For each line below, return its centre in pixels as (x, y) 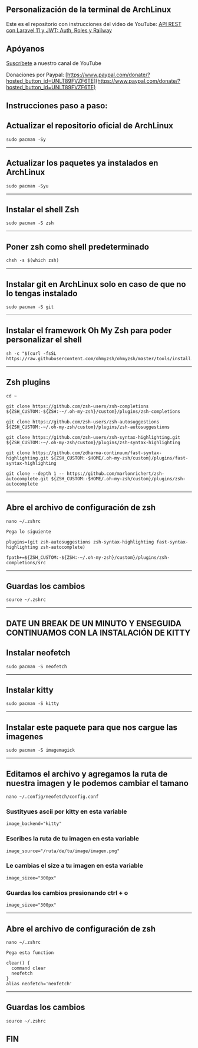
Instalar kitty (30, 690)
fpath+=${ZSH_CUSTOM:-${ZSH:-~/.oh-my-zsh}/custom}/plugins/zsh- (88, 557)
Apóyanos (25, 49)
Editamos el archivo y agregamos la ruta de (87, 774)
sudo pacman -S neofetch (37, 667)
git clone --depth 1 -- (35, 473)
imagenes (25, 737)
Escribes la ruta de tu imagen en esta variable (73, 839)
